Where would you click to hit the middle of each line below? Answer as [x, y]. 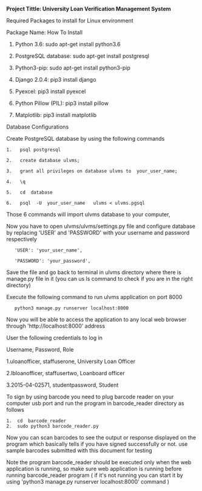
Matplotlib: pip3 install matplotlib [56, 115]
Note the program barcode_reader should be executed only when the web [99, 462]
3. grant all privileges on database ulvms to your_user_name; [92, 171]
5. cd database [29, 193]
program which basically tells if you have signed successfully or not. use [97, 444]
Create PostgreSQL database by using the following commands [86, 139]
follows [15, 410]
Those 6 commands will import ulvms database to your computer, [88, 214]
